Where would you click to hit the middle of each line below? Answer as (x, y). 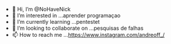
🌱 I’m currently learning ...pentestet (56, 22)
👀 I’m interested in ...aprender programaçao (66, 15)
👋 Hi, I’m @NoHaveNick (41, 9)
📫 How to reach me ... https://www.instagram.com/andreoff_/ (88, 35)
